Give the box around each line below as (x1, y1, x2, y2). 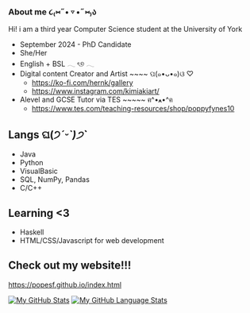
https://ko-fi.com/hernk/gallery (31, 78, 133, 87)
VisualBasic (19, 166, 58, 176)
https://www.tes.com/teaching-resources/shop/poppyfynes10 (31, 104, 235, 114)
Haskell (19, 227, 44, 237)
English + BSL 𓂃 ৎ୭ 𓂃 (19, 59, 95, 69)
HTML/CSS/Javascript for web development (19, 235, 164, 245)
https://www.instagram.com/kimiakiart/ (31, 87, 160, 96)
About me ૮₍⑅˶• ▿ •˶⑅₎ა (8, 6, 97, 17)
